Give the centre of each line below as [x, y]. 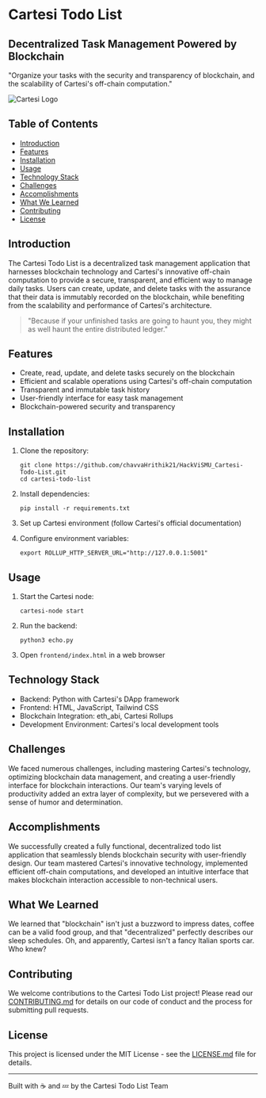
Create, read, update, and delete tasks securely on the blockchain [127, 373]
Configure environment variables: [74, 539]
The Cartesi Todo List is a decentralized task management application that [129, 263]
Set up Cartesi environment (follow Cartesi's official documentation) [131, 523]
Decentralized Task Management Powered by [123, 44]
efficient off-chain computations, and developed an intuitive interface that [129, 871]
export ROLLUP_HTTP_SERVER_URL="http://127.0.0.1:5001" [114, 553]
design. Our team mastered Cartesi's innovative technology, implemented [128, 863]
